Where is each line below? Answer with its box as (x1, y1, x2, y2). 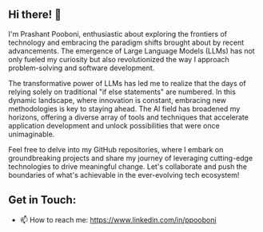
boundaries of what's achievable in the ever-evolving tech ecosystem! (8, 170, 240, 179)
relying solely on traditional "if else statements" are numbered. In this (8, 87, 236, 96)
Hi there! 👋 (8, 8, 62, 22)
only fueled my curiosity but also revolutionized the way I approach (8, 54, 229, 64)
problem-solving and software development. (8, 63, 155, 73)
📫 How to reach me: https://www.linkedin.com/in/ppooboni (19, 214, 217, 224)
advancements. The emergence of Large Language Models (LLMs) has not (8, 45, 255, 56)
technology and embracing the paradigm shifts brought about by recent (8, 37, 245, 47)
